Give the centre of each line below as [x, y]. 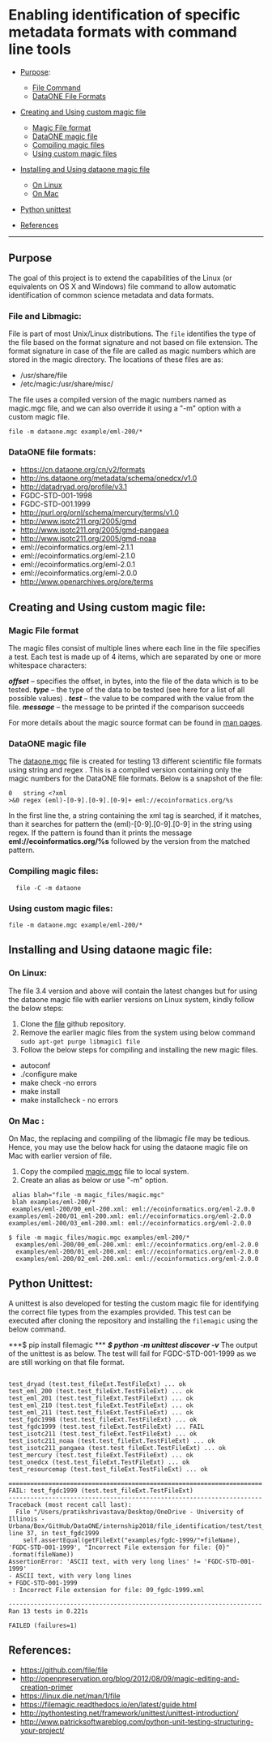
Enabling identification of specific [124, 15]
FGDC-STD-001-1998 [56, 496]
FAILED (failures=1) [43, 1625]
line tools [40, 49]
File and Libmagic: [45, 316]
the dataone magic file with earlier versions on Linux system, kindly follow [132, 999]
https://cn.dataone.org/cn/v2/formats [83, 470]
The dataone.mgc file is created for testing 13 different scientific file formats [135, 761]
